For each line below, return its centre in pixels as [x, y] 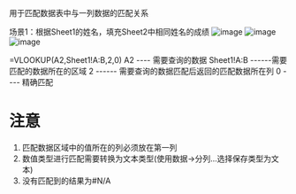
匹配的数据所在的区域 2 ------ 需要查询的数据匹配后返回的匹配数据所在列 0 [145, 71]
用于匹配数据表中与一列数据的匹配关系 [79, 13]
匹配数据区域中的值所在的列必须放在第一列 [99, 147]
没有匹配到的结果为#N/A [66, 181]
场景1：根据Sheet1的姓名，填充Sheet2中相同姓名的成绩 [110, 32]
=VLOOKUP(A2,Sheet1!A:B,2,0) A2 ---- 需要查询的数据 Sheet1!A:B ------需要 [148, 60]
